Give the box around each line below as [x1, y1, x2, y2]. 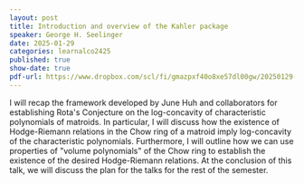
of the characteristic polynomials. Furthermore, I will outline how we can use [9, 135, 294, 146]
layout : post [9, 13, 59, 23]
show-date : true [9, 64, 71, 73]
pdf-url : [9, 73, 43, 82]
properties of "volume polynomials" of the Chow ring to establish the [9, 145, 266, 156]
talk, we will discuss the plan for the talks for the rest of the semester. [9, 164, 269, 175]
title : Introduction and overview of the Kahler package [9, 22, 229, 31]
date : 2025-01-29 [9, 38, 75, 48]
